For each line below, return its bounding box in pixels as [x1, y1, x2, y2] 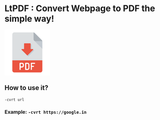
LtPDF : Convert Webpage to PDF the [4, 3, 156, 14]
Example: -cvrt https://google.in [4, 108, 87, 115]
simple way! [4, 13, 54, 24]
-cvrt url [4, 97, 25, 102]
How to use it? [4, 84, 48, 92]
